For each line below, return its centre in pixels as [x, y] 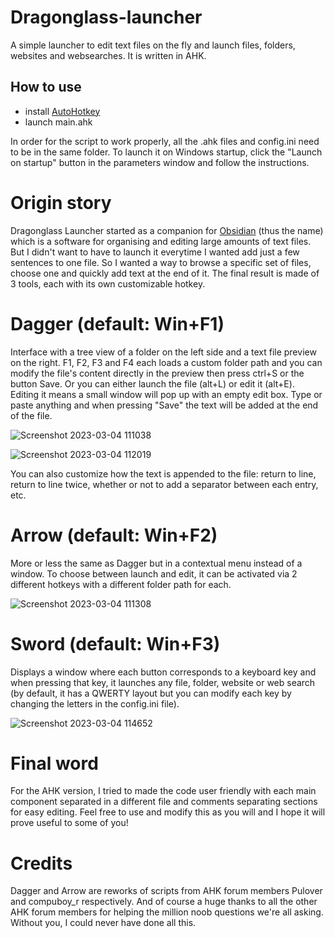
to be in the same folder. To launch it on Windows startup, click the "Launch [166, 152]
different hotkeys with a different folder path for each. [121, 584]
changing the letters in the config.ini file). [95, 703]
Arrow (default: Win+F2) [114, 535]
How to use [46, 87]
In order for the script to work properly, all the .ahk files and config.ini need [165, 141]
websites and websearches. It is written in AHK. [108, 55]
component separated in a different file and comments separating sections [164, 802]
